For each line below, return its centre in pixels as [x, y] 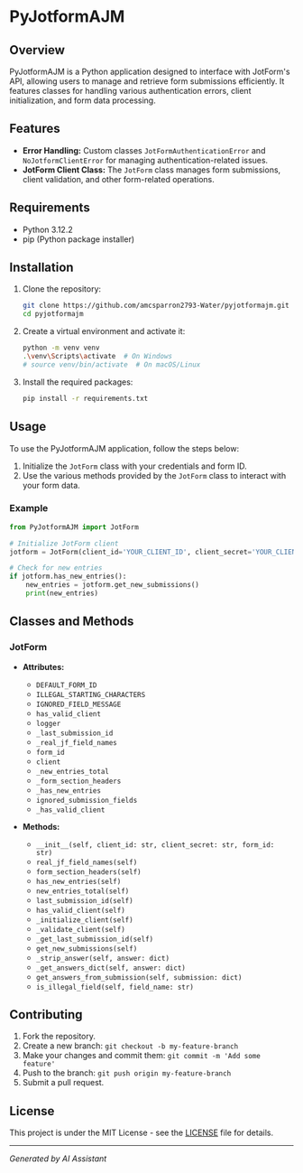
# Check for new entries [56, 568]
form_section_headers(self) [88, 872]
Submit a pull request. [63, 1083]
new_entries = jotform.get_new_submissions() [113, 585]
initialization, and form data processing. [83, 100]
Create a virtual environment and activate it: [104, 331]
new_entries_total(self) [83, 891]
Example [29, 508]
